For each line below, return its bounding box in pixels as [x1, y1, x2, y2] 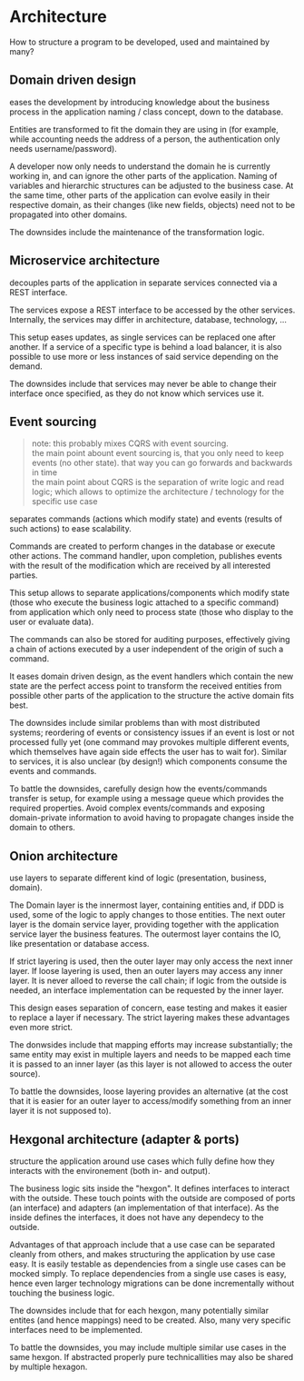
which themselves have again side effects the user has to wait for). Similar [9, 747, 288, 758]
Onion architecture [9, 848, 118, 864]
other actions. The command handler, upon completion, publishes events [9, 551, 283, 561]
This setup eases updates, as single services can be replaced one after [9, 332, 277, 343]
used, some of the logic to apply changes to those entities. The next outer [9, 909, 286, 920]
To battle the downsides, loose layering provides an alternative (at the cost [9, 1086, 289, 1097]
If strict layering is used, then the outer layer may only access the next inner [9, 956, 293, 967]
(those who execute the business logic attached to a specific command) [9, 597, 279, 608]
